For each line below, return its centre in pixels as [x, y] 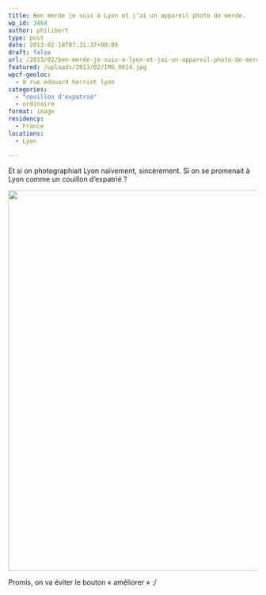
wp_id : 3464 [28, 23]
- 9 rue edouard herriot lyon [65, 82]
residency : [26, 119]
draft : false [30, 52]
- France [30, 126]
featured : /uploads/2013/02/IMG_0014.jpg [78, 67]
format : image [32, 112]
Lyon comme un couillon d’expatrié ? [68, 178]
